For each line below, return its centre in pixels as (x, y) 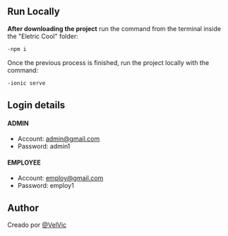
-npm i (17, 49)
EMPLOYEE (24, 163)
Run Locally (34, 12)
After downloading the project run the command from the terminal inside (114, 28)
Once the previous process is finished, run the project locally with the (108, 62)
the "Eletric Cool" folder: (43, 36)
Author (23, 208)
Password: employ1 (46, 186)
